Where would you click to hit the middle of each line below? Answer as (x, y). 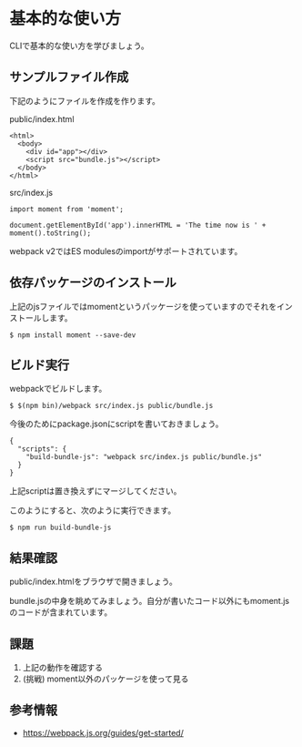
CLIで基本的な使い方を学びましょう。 (80, 46)
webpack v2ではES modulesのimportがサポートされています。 (126, 251)
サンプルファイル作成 (69, 77)
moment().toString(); (50, 233)
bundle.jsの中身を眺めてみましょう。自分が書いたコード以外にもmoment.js (149, 601)
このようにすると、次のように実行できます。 (93, 510)
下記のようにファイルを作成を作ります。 (85, 100)
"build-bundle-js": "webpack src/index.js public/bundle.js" (144, 457)
